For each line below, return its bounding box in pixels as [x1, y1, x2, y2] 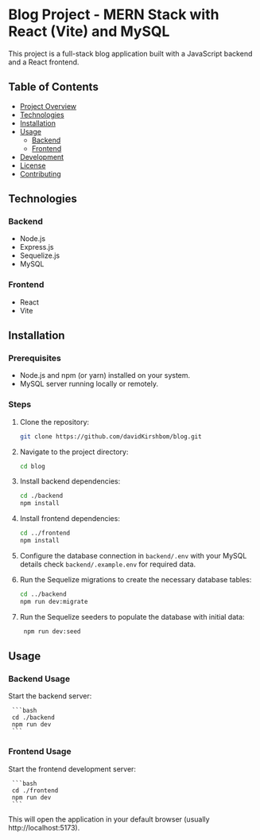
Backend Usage [8, 673, 70, 684]
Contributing [19, 169, 61, 178]
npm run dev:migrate [19, 597, 88, 605]
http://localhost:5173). [8, 822, 80, 832]
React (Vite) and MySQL [8, 22, 170, 41]
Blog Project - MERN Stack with [8, 6, 219, 24]
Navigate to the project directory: [19, 447, 129, 457]
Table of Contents [8, 80, 99, 94]
